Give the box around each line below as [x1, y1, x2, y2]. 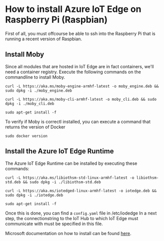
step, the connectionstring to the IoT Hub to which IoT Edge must [5, 215, 139, 221]
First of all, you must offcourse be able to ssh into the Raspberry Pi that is [5, 30, 156, 36]
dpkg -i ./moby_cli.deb [5, 101, 55, 106]
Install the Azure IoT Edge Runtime [5, 147, 114, 155]
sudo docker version [5, 133, 48, 138]
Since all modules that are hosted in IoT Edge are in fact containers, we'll [5, 63, 154, 69]
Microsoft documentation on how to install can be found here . [5, 230, 132, 236]
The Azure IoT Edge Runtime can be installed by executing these [5, 160, 138, 166]
